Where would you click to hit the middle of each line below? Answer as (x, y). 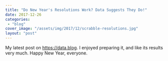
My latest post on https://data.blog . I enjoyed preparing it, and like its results (84, 48)
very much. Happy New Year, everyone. (47, 53)
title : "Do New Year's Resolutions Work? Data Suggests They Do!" (76, 10)
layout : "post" (21, 33)
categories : (18, 19)
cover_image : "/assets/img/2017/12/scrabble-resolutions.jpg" (72, 29)
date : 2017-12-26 (23, 15)
